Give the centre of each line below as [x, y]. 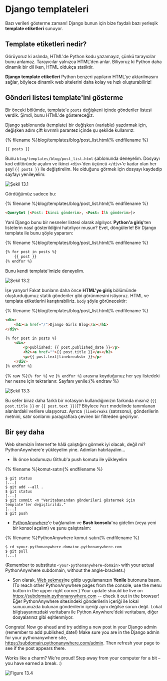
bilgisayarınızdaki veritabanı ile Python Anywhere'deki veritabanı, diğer [85, 612]
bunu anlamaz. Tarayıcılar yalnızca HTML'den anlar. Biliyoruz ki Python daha [83, 62]
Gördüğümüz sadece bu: [31, 194]
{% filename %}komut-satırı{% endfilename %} [54, 469]
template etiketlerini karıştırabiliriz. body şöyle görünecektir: [66, 301]
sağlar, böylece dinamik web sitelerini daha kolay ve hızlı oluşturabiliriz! [78, 82]
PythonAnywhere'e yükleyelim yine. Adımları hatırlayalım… [65, 449]
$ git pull [16, 551]
